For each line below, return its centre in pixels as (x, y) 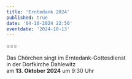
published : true (27, 18)
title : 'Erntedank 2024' (38, 12)
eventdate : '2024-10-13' (38, 29)
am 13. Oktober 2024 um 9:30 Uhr (50, 71)
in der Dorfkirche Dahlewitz (41, 64)
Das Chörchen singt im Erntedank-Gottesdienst (66, 58)
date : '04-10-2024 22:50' (39, 23)
